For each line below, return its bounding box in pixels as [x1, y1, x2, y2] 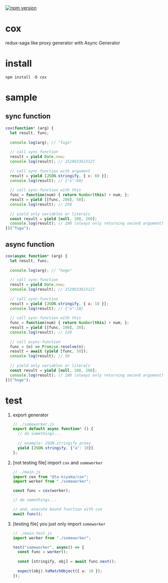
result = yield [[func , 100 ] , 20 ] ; [10, 325, 86, 330]
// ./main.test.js [12, 531, 52, 536]
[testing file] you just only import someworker [12, 520, 106, 527]
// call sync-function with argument [10, 168, 91, 174]
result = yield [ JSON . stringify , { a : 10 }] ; [10, 301, 109, 306]
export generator [12, 412, 49, 418]
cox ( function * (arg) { [5, 126, 54, 131]
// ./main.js [12, 469, 41, 474]
